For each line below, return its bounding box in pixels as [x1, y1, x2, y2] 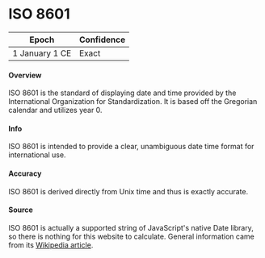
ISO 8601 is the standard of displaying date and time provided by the [8, 88, 237, 98]
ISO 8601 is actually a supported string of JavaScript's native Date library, [8, 223, 254, 232]
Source [8, 205, 34, 214]
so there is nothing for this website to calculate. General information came [8, 231, 254, 241]
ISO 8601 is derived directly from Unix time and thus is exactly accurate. [8, 186, 249, 196]
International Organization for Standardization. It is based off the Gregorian [8, 97, 258, 106]
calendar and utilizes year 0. [8, 106, 103, 115]
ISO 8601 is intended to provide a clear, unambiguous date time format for [8, 142, 254, 152]
